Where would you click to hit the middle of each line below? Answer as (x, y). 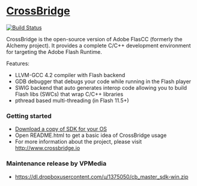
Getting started (29, 116)
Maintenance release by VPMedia (56, 164)
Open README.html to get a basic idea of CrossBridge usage (91, 135)
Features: (18, 63)
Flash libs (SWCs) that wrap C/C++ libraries (69, 94)
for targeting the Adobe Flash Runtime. (54, 51)
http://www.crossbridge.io (47, 148)
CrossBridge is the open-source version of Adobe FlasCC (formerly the (94, 39)
